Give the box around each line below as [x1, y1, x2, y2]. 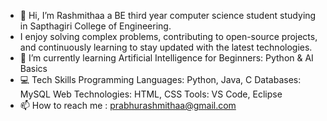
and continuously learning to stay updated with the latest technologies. [19, 41, 313, 53]
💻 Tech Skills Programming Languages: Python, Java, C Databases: [19, 74, 302, 85]
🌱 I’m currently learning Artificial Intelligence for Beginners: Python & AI [19, 52, 314, 64]
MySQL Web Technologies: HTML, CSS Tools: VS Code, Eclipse [19, 88, 283, 100]
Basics [19, 63, 48, 74]
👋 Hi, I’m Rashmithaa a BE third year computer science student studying [19, 10, 317, 21]
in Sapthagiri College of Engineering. [19, 20, 172, 32]
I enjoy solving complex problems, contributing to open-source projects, [19, 31, 318, 42]
